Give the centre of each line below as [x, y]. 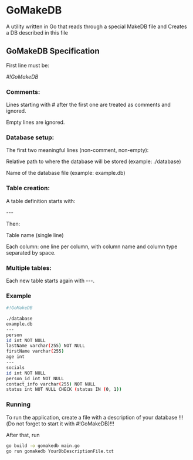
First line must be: [28, 65]
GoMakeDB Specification [53, 51]
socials [16, 367]
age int [16, 357]
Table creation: [28, 188]
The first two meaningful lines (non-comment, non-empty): [77, 150]
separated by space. [31, 252]
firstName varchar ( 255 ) [35, 351]
